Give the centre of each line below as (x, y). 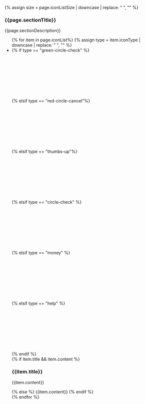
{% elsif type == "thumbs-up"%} (44, 152)
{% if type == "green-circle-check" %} (50, 50)
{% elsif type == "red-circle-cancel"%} (51, 101)
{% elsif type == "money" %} (41, 253)
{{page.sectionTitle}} (30, 20)
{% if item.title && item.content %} (46, 359)
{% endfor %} (25, 397)
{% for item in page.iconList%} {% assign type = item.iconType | (76, 40)
